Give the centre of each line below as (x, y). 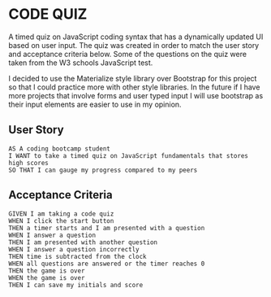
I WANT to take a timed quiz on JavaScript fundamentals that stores (129, 155)
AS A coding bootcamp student (60, 148)
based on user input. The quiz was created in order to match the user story (134, 45)
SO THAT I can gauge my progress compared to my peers (103, 170)
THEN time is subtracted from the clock (78, 256)
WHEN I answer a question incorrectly (74, 249)
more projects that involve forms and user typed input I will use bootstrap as (136, 95)
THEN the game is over (47, 271)
